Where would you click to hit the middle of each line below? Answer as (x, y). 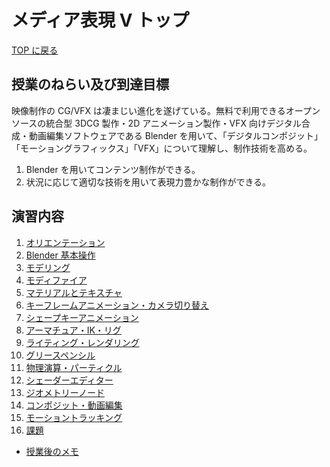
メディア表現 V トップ (100, 20)
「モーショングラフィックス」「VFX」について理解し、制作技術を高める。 (162, 148)
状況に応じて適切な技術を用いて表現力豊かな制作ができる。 (148, 182)
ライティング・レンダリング (82, 342)
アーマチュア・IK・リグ (73, 330)
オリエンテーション (65, 242)
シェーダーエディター (69, 380)
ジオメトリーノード (65, 392)
